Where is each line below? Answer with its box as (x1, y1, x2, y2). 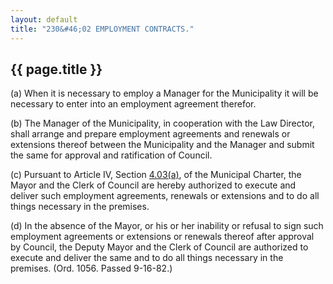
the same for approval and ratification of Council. (10, 149, 213, 161)
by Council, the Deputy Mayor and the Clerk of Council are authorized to (10, 241, 309, 253)
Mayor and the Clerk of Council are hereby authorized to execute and (10, 179, 297, 191)
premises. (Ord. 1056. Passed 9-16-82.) (10, 262, 173, 275)
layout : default (10, 14, 78, 25)
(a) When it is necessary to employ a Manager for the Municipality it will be (10, 87, 319, 100)
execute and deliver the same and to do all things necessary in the (10, 252, 284, 264)
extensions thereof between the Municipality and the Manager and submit (10, 139, 315, 151)
